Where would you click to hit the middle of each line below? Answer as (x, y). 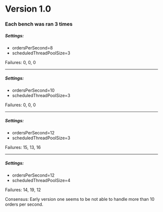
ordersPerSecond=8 (33, 48)
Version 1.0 (28, 9)
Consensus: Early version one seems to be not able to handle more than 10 (80, 199)
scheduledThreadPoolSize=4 (41, 180)
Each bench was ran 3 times (39, 24)
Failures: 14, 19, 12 (23, 190)
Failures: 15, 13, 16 (23, 147)
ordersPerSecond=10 (33, 90)
